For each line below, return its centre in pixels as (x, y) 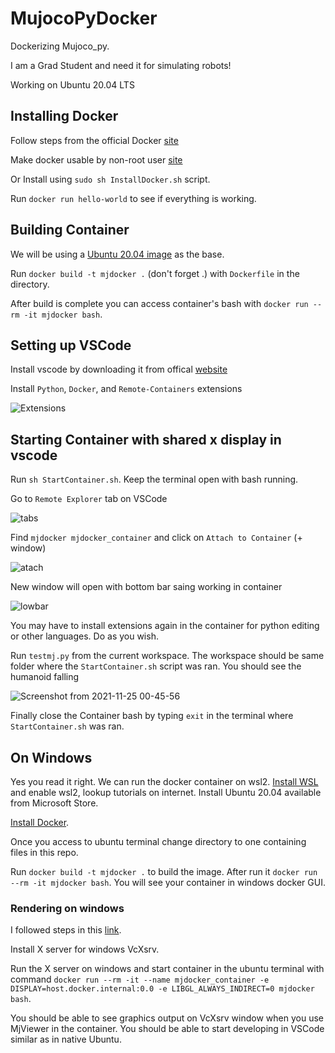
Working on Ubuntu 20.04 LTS (72, 84)
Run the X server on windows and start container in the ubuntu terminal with (167, 969)
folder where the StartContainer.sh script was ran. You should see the (156, 666)
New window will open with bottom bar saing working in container (146, 587)
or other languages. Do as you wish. (84, 636)
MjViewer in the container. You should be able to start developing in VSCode (167, 1029)
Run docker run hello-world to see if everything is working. (133, 198)
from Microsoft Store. (54, 803)
